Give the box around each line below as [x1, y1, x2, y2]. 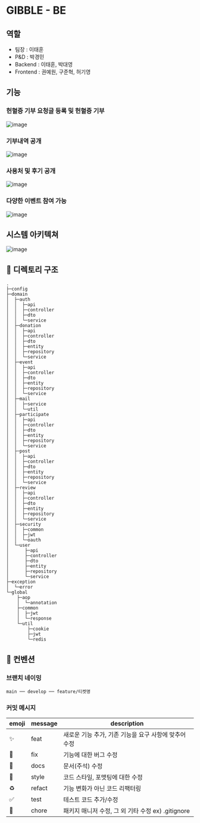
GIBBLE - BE [6, 4, 67, 17]
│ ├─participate [6, 412, 49, 418]
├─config [6, 286, 28, 292]
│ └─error [6, 584, 33, 591]
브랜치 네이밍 [6, 674, 42, 682]
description [110, 720, 144, 728]
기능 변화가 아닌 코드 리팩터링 [63, 784, 142, 793]
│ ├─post [6, 448, 31, 454]
